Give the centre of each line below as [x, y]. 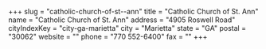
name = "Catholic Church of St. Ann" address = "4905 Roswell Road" [122, 20]
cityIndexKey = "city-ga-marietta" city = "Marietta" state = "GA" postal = [127, 28]
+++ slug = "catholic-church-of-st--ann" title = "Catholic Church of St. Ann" [133, 11]
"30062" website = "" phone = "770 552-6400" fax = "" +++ [108, 36]
